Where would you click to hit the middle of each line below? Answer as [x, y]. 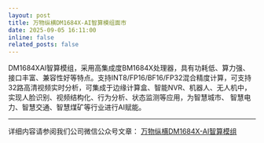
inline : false [31, 37]
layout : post [29, 15]
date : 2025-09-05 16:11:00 [52, 30]
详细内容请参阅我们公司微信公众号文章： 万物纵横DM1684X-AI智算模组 [123, 131]
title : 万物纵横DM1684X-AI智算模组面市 [68, 23]
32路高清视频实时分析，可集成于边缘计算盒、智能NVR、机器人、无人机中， [130, 88]
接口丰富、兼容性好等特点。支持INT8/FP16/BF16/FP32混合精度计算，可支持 [130, 78]
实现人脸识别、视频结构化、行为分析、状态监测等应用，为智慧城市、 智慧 [126, 97]
